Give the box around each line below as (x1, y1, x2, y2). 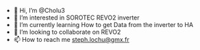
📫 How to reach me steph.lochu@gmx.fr (13, 36, 130, 43)
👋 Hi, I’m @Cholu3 (13, 7, 65, 14)
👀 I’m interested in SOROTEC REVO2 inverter (13, 14, 140, 22)
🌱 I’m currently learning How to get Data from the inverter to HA (13, 21, 194, 28)
